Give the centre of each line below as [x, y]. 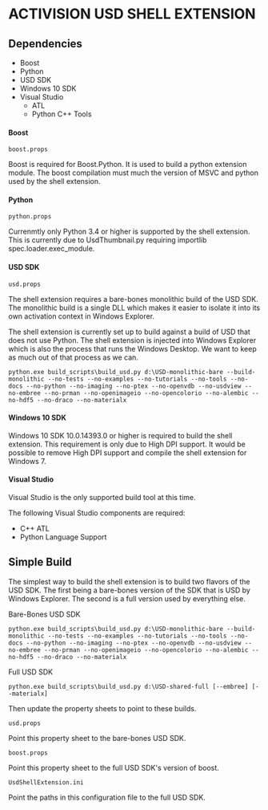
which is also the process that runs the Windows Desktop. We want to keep [133, 348]
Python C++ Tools [62, 114]
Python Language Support [63, 537]
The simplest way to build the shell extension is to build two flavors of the [129, 581]
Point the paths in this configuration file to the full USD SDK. [107, 797]
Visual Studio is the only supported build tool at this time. [102, 498]
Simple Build [40, 562]
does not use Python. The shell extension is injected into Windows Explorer [132, 340]
